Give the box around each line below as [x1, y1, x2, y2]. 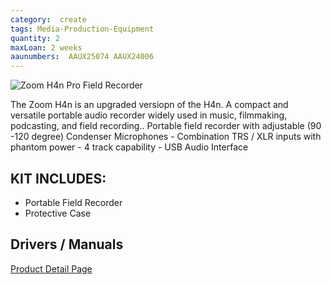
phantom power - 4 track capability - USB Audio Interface [10, 141, 249, 153]
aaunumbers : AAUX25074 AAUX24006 [10, 52, 155, 62]
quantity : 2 [10, 33, 60, 43]
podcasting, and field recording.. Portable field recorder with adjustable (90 [10, 120, 322, 132]
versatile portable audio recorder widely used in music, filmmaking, [10, 109, 288, 121]
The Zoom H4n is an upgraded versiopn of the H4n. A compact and [10, 99, 289, 111]
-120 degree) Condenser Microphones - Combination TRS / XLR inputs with [10, 131, 322, 143]
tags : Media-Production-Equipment [10, 24, 155, 34]
